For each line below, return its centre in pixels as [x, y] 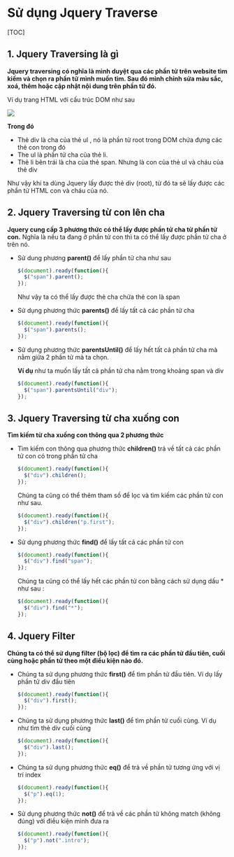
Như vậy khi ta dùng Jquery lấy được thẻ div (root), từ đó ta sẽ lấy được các [116, 183]
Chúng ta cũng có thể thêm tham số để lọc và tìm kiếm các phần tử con [120, 495]
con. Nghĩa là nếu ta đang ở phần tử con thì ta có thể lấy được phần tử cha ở [117, 236]
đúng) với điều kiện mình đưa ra [63, 821]
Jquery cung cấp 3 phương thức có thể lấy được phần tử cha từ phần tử [112, 229]
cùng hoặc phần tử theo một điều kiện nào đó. [75, 660]
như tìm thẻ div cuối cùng [54, 728]
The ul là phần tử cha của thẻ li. [63, 155]
